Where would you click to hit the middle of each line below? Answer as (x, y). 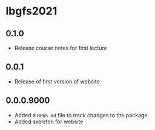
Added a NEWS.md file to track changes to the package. (82, 115)
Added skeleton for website (49, 122)
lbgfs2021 (31, 11)
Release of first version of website (57, 81)
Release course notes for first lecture (61, 48)
